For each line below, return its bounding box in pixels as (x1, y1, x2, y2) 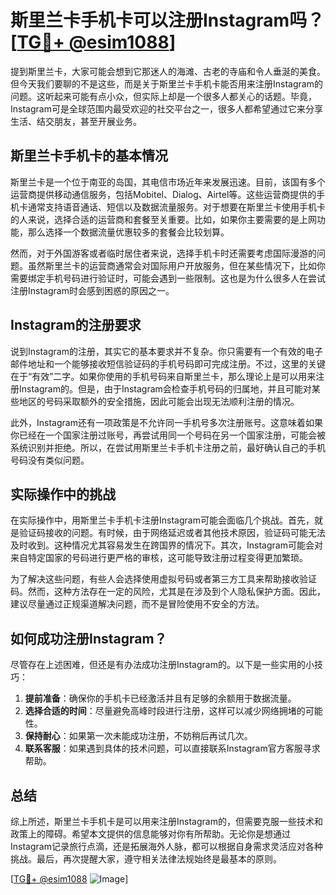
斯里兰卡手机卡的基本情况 (10, 147, 168, 165)
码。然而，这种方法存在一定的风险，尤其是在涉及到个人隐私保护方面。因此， (10, 586, 326, 598)
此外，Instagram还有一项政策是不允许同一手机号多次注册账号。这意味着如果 (10, 416, 323, 428)
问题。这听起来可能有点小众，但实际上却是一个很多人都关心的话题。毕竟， (10, 90, 317, 102)
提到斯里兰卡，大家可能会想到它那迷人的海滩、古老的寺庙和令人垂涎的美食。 (10, 65, 326, 77)
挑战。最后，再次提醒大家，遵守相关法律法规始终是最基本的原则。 (10, 853, 282, 865)
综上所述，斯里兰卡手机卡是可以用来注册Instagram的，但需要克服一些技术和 (10, 816, 323, 827)
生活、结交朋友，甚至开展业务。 (10, 115, 142, 127)
